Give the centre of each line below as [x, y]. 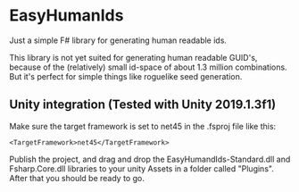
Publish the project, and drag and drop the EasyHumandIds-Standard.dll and [150, 159]
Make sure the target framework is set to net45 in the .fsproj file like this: [143, 126]
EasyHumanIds [66, 16]
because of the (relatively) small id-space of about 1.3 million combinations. [148, 67]
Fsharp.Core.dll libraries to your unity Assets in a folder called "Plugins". [141, 168]
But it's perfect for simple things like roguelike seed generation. [126, 76]
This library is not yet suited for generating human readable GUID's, [133, 57]
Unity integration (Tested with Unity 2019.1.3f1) [143, 105]
